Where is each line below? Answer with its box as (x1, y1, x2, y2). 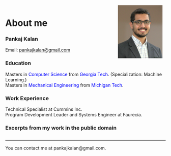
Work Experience (5, 95, 49, 102)
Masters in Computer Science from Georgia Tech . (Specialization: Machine (5, 71, 162, 77)
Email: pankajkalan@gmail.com (5, 47, 70, 53)
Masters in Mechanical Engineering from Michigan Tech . (5, 82, 124, 88)
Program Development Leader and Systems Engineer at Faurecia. (5, 112, 142, 118)
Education (5, 59, 32, 67)
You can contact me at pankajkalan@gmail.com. (5, 145, 106, 151)
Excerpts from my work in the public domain (5, 124, 117, 131)
